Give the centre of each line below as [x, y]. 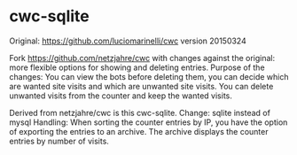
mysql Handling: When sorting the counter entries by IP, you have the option [148, 122]
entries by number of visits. [59, 141]
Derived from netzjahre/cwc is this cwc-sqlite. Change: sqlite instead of [140, 112]
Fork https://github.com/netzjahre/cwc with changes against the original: [142, 58]
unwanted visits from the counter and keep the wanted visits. [121, 96]
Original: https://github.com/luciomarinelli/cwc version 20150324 [128, 41]
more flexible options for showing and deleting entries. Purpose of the [137, 67]
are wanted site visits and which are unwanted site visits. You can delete [141, 86]
